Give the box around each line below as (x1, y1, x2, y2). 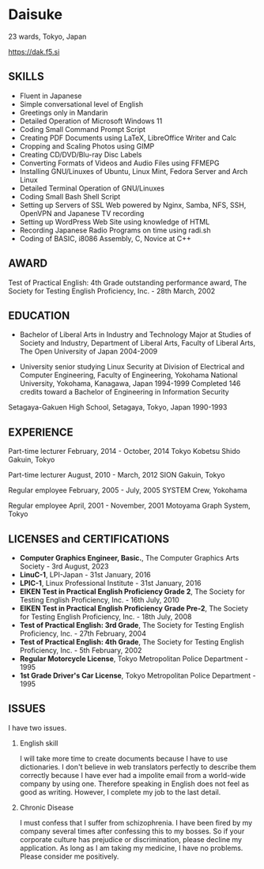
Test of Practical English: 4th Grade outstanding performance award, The (8, 278, 247, 287)
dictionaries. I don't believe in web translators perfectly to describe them (19, 761, 257, 772)
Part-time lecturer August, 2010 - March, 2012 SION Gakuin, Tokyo (8, 470, 225, 480)
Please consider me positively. (19, 852, 119, 861)
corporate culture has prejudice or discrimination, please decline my (19, 834, 243, 844)
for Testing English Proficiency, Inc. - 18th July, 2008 (19, 612, 192, 622)
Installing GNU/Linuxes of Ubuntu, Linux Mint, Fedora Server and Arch (19, 166, 248, 176)
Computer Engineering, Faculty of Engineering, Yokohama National (19, 370, 239, 380)
